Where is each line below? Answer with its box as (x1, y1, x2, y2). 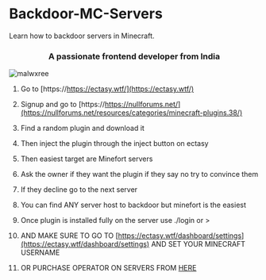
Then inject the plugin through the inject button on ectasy (20, 139, 209, 148)
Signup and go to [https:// (20, 100, 106, 109)
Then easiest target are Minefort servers (20, 154, 153, 163)
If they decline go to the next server (20, 185, 138, 194)
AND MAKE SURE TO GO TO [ (20, 231, 118, 240)
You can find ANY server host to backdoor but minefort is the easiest (20, 200, 247, 210)
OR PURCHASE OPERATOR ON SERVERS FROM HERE (20, 263, 197, 273)
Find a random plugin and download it (20, 124, 145, 133)
